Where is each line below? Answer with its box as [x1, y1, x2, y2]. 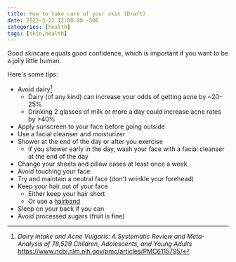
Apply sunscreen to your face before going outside [17, 122, 165, 131]
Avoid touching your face [17, 166, 91, 176]
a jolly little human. [7, 57, 62, 65]
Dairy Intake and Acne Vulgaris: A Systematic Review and [17, 232, 186, 240]
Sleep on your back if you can [17, 204, 105, 213]
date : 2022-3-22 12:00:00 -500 [7, 17, 99, 24]
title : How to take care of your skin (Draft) [7, 10, 146, 18]
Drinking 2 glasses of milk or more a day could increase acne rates [27, 107, 221, 116]
